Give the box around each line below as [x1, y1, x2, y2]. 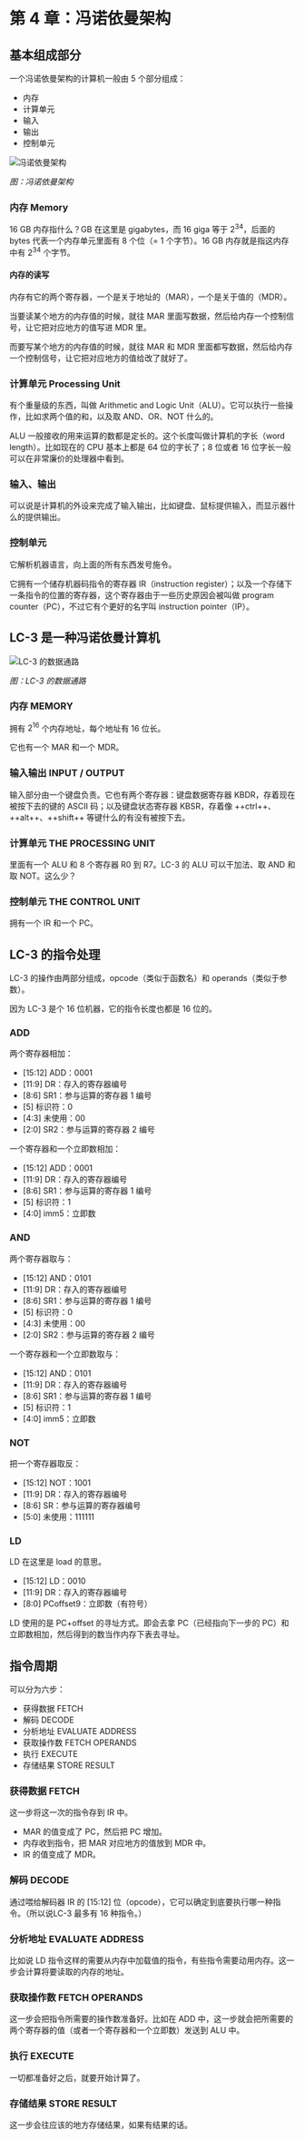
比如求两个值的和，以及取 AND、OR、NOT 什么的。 [25, 411, 219, 422]
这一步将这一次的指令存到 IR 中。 [9, 1807, 133, 1818]
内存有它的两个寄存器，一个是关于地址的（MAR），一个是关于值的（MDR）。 [9, 291, 292, 302]
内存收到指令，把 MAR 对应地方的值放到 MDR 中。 [22, 1838, 212, 1849]
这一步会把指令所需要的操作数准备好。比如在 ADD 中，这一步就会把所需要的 [9, 2014, 293, 2025]
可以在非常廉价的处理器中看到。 [9, 453, 129, 464]
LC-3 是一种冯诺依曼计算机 [9, 630, 161, 645]
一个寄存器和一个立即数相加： [9, 1143, 121, 1154]
